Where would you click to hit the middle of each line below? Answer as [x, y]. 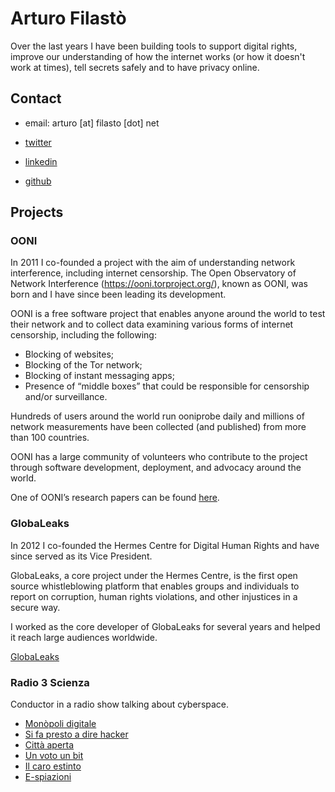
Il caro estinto [53, 766]
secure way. [35, 607]
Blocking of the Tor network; [83, 365]
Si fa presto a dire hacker [76, 734]
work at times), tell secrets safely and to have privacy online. [135, 67]
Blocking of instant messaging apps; [99, 376]
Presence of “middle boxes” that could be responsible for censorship [167, 386]
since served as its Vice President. [81, 556]
